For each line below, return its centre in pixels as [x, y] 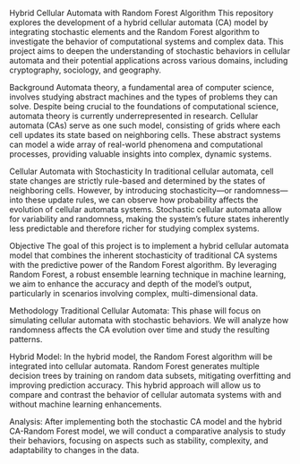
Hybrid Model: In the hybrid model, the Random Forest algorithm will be [141, 357]
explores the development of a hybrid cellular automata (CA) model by [139, 22]
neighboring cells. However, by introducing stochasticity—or [121, 190]
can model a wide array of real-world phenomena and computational [136, 144]
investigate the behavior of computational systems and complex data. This [146, 41]
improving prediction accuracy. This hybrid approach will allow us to [135, 385]
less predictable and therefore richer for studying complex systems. [134, 228]
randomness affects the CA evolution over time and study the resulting [140, 330]
